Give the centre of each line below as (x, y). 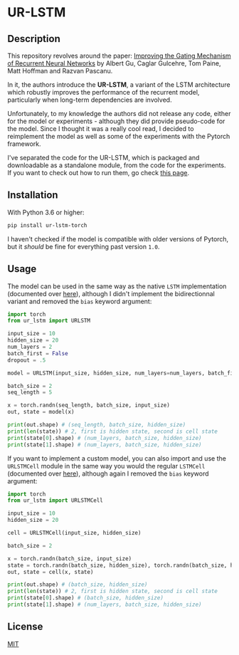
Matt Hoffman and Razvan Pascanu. (60, 71)
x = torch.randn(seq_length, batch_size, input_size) (89, 405)
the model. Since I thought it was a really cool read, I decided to (101, 129)
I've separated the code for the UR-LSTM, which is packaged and (103, 158)
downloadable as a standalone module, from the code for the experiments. (117, 165)
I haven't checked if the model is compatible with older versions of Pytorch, (118, 239)
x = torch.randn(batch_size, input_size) (70, 559)
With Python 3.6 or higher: (46, 212)
